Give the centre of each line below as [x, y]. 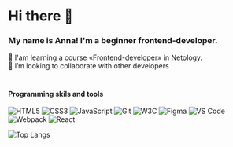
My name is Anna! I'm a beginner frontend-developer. [113, 41]
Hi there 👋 [41, 16]
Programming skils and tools [56, 94]
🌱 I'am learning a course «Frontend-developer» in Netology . [105, 57]
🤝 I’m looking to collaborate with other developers [89, 66]
